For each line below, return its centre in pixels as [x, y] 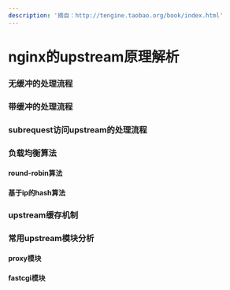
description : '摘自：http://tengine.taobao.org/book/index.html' [116, 15]
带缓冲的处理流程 [41, 106]
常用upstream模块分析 [51, 238]
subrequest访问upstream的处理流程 [78, 129]
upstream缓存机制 [43, 215]
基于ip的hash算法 [37, 192]
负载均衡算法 [33, 153]
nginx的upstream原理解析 [94, 57]
